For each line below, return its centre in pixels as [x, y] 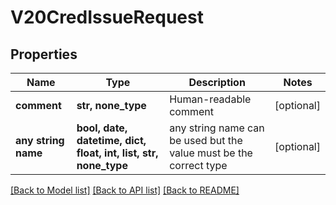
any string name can [217, 128]
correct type [198, 165]
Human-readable [210, 99]
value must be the [211, 153]
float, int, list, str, [117, 153]
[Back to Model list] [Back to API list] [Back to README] [125, 190]
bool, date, [102, 128]
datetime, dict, [111, 140]
